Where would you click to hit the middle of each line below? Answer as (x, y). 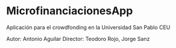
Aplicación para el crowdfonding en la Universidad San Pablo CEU (88, 27)
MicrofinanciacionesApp (70, 11)
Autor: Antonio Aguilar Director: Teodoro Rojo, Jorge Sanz (78, 39)
